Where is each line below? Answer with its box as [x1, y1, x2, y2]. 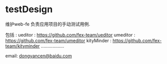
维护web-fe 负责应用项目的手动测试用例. [5, 21, 90, 27]
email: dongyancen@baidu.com [5, 52, 73, 59]
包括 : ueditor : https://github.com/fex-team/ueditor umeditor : [5, 31, 135, 38]
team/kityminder [5, 43, 40, 49]
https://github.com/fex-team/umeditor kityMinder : [5, 37, 112, 44]
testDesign [5, 4, 53, 15]
